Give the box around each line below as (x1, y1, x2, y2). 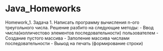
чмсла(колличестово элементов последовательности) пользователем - (5, 30, 159, 36)
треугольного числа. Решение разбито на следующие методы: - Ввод (5, 24, 154, 30)
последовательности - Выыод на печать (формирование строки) (5, 40, 143, 46)
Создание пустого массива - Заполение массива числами (5, 35, 130, 41)
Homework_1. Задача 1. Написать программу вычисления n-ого (5, 19, 140, 25)
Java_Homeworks (5, 3, 81, 14)
